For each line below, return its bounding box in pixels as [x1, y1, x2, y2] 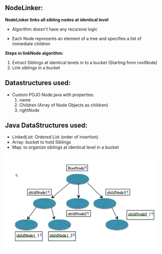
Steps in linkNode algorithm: [5, 50, 64, 56]
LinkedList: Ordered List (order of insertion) [12, 134, 99, 140]
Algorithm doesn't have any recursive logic [12, 26, 98, 32]
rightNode [19, 107, 40, 113]
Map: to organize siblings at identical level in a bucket [12, 144, 119, 150]
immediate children [12, 41, 51, 47]
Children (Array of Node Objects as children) [19, 102, 108, 108]
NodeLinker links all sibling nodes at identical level [5, 17, 109, 22]
